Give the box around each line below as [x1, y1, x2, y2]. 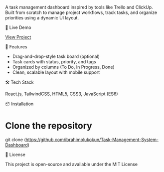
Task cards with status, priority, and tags [12, 59, 96, 64]
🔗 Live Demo [5, 24, 31, 30]
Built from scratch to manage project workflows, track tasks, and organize [5, 9, 158, 15]
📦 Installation [5, 101, 34, 107]
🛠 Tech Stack [5, 79, 34, 85]
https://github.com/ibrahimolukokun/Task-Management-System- [25, 137, 159, 143]
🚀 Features [5, 44, 27, 49]
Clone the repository [5, 120, 92, 132]
